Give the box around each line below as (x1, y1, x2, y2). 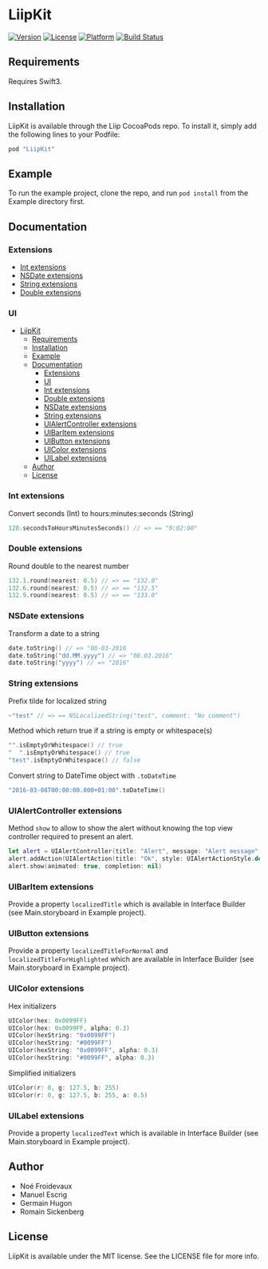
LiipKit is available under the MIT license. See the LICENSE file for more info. (8, 1251, 259, 1261)
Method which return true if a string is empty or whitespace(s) (8, 726, 213, 735)
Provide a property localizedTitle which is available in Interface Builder (8, 899, 246, 909)
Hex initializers (8, 1001, 57, 1011)
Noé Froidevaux (19, 1181, 73, 1191)
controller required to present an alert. (8, 832, 134, 842)
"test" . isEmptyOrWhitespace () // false (8, 756, 141, 765)
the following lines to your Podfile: (8, 130, 120, 139)
